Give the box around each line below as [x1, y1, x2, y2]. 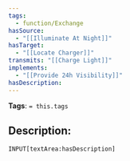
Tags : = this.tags [8, 101, 69, 111]
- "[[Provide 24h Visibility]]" [15, 71, 124, 79]
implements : [8, 64, 48, 72]
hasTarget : [8, 42, 45, 50]
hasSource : [8, 26, 45, 34]
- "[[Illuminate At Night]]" [15, 34, 112, 42]
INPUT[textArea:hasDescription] [8, 145, 116, 153]
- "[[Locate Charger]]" [15, 49, 94, 57]
